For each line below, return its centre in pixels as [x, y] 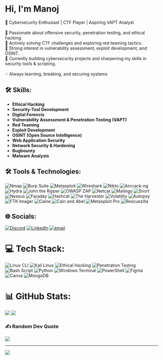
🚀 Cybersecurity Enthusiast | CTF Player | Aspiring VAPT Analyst [70, 22]
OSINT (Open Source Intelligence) [47, 135]
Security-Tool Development [40, 109]
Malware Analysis [31, 156]
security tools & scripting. [31, 64]
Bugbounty [24, 150]
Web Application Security [39, 140]
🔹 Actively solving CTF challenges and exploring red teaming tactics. [74, 43]
